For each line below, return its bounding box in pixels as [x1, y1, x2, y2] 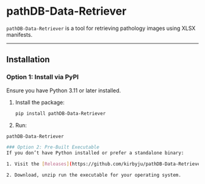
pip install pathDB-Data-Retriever [15, 110, 106, 117]
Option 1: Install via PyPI [6, 73, 79, 81]
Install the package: [15, 98, 65, 106]
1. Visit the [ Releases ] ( [6, 161, 72, 167]
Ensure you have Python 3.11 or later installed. [6, 87, 121, 94]
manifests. [6, 31, 32, 38]
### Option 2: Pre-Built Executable [6, 144, 99, 150]
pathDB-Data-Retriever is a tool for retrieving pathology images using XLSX [6, 24, 196, 32]
